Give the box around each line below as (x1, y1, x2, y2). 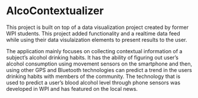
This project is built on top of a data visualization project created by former (6, 24, 189, 31)
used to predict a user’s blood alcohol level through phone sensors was (6, 79, 181, 86)
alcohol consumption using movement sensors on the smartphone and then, (6, 60, 193, 67)
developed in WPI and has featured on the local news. (6, 85, 138, 92)
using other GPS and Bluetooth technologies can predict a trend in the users (6, 66, 193, 73)
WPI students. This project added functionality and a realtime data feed (6, 30, 181, 37)
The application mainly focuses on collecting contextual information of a (6, 47, 183, 54)
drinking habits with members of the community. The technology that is (6, 73, 181, 80)
